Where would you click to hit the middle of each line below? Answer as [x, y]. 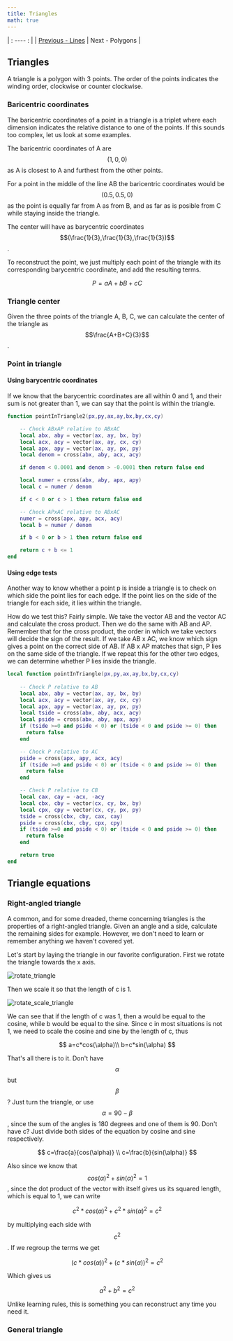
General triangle [35, 1329]
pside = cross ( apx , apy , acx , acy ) [72, 758]
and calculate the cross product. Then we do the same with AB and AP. [110, 624]
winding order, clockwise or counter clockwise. [75, 86]
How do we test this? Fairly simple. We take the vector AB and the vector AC [117, 617]
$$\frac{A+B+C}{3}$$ [117, 335]
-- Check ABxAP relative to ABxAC [70, 429]
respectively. [25, 1139]
